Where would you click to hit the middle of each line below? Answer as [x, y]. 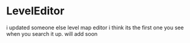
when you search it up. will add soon [52, 33]
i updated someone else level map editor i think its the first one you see [95, 27]
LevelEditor [35, 11]
